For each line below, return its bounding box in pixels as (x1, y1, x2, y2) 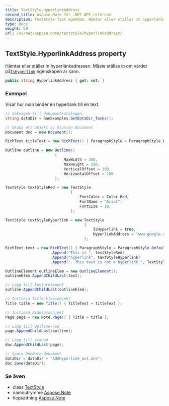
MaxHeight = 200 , (63, 162, 100, 167)
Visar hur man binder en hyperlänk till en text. (5, 101, 100, 107)
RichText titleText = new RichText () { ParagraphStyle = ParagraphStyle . (5, 139, 163, 144)
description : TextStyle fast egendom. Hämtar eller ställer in (5, 17, 141, 22)
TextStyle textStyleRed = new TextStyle (5, 185, 92, 190)
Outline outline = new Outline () (5, 148, 75, 153)
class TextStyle (12, 384, 44, 390)
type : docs (5, 21, 28, 27)
